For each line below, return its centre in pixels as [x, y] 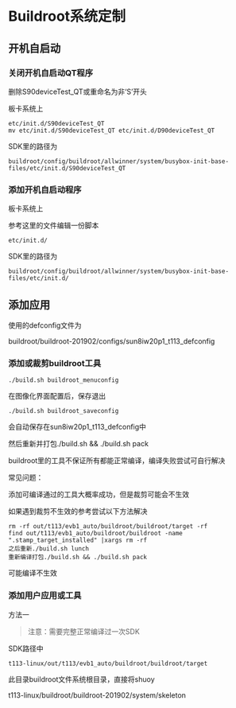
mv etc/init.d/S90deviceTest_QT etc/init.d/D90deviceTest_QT [112, 130]
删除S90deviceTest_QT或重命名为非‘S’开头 [77, 91]
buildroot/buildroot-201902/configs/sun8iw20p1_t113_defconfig [112, 341]
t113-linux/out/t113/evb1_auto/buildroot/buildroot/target [108, 663]
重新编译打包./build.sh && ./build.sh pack [77, 558]
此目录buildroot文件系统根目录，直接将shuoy [81, 679]
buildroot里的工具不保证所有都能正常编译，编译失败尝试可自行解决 [117, 461]
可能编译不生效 [33, 573]
